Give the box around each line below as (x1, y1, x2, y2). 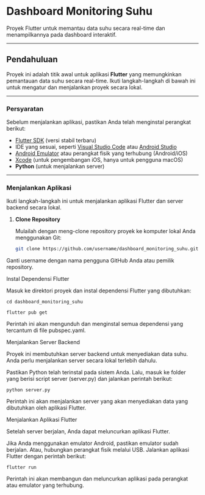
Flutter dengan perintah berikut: (6, 453, 87, 460)
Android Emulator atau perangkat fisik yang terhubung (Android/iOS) (15, 150, 188, 157)
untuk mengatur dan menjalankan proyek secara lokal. (6, 84, 143, 91)
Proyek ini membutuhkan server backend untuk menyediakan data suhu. (6, 350, 188, 358)
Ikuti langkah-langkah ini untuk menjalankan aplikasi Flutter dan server (6, 197, 184, 205)
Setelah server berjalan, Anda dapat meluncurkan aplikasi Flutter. (6, 428, 170, 435)
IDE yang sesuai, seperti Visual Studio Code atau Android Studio (15, 143, 177, 151)
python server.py (6, 387, 51, 393)
